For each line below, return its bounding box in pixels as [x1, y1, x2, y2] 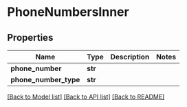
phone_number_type [10, 75, 80, 84]
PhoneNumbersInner [7, 4, 129, 20]
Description [110, 52, 150, 61]
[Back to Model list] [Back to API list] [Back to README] [7, 93, 165, 101]
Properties [7, 32, 54, 43]
